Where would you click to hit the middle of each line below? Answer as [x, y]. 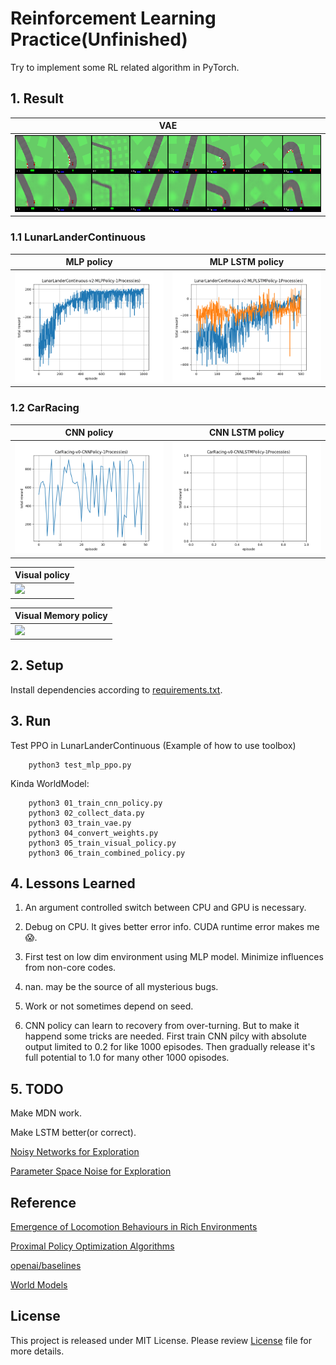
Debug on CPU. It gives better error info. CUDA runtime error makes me [172, 927]
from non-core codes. [70, 968]
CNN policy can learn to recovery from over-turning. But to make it [162, 1026]
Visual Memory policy [61, 616]
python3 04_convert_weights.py [93, 833]
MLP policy [89, 262]
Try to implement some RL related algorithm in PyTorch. [125, 67]
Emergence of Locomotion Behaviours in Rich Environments [134, 1227]
